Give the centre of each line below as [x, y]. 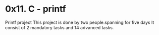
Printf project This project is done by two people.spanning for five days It [80, 22]
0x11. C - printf [36, 9]
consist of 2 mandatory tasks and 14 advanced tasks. [59, 27]
